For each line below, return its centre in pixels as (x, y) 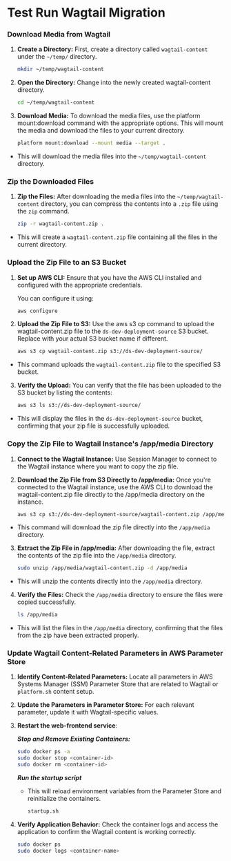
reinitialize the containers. (64, 799)
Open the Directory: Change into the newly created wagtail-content (114, 83)
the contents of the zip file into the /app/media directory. (97, 556)
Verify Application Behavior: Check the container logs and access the (118, 824)
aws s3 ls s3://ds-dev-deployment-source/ (79, 406)
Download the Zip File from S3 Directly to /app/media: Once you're (114, 480)
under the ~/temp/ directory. (57, 57)
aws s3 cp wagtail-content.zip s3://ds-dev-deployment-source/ (110, 351)
